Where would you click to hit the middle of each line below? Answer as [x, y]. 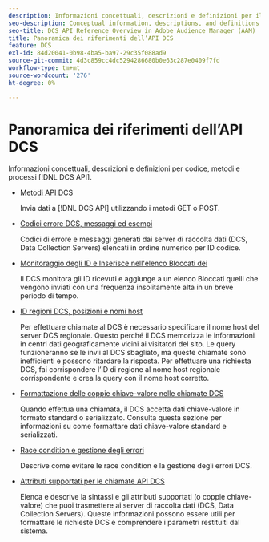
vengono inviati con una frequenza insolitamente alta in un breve [126, 287]
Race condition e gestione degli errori [82, 451]
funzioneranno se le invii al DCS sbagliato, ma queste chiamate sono [133, 353]
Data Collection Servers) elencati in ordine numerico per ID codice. [130, 248]
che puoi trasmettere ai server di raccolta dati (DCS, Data [139, 505]
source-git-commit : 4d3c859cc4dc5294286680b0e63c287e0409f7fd [114, 61]
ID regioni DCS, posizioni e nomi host [81, 311]
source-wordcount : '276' [50, 75]
